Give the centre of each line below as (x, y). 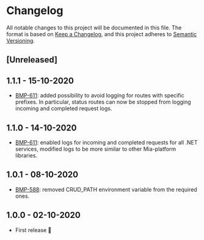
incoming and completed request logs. (64, 108)
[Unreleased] (32, 60)
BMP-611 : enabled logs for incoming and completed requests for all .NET (106, 142)
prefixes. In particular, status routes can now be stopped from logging (103, 102)
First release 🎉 (33, 230)
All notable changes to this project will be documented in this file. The (94, 28)
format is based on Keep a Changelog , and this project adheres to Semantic (102, 34)
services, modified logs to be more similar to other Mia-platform (96, 149)
